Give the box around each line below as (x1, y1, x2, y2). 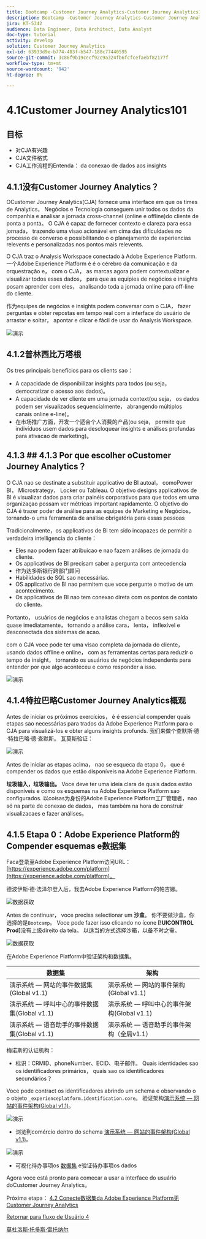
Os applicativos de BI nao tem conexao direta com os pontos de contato (15, 593, 198, 601)
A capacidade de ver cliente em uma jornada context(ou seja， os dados (15, 395, 199, 402)
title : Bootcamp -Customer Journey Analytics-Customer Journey (6, 9, 172, 15)
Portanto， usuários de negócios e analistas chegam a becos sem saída (6, 613, 189, 621)
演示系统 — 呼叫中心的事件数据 (9, 1000, 99, 1009)
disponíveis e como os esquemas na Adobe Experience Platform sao (6, 787, 180, 794)
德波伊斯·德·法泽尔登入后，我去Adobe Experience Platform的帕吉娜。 (6, 885, 181, 893)
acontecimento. (15, 586, 55, 594)
